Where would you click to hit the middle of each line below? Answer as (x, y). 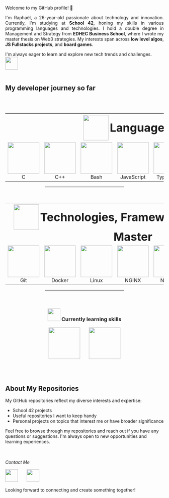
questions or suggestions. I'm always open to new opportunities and (76, 436)
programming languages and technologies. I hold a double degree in (84, 28)
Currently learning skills (91, 319)
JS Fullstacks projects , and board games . (49, 44)
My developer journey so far (50, 88)
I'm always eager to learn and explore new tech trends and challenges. (78, 54)
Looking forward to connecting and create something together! (70, 490)
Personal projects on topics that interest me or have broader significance (88, 421)
